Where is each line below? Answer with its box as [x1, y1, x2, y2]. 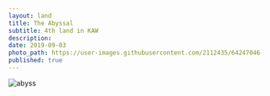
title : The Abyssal [8, 19, 74, 27]
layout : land [8, 11, 52, 20]
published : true [8, 57, 63, 65]
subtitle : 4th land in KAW [8, 26, 99, 34]
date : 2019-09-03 [8, 42, 67, 50]
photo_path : [8, 49, 48, 57]
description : [8, 34, 52, 42]
